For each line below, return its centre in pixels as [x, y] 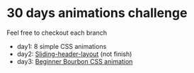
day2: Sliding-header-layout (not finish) [74, 54]
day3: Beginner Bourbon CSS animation [75, 61]
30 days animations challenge [97, 13]
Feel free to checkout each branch [57, 33]
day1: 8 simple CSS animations [62, 46]
